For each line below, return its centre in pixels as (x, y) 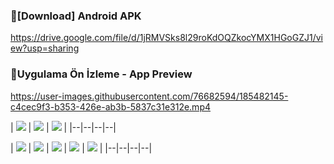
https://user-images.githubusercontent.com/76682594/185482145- (149, 96)
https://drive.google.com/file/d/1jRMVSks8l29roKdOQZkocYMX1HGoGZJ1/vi (166, 38)
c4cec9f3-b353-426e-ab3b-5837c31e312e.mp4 (111, 106)
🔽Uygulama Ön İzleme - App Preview (101, 74)
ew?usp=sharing (45, 48)
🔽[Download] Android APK (76, 16)
